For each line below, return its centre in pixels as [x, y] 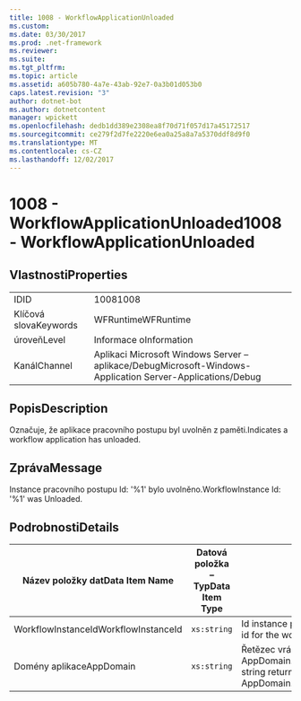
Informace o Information [143, 339]
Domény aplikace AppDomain [75, 666]
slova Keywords [46, 325]
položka [212, 564]
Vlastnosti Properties [69, 275]
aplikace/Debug [127, 365]
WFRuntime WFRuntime [142, 320]
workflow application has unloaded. [75, 440]
